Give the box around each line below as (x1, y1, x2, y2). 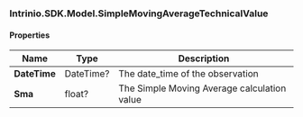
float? (64, 88, 88, 101)
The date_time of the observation (118, 67, 259, 80)
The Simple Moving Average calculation (118, 82, 287, 94)
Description (178, 52, 230, 65)
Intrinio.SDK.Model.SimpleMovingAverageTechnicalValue (9, 7, 269, 20)
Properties (9, 30, 50, 40)
